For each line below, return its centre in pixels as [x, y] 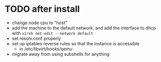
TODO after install [42, 9]
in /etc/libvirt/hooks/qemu [46, 49]
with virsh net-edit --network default [52, 33]
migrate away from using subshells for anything [61, 54]
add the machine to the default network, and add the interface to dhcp [84, 28]
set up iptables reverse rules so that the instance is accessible [76, 43]
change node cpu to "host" [40, 23]
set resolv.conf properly [36, 38]
